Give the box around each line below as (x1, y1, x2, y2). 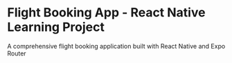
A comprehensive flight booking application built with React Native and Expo (7, 42, 226, 50)
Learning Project (7, 19, 105, 35)
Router (7, 49, 26, 58)
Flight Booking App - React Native (7, 5, 206, 21)
